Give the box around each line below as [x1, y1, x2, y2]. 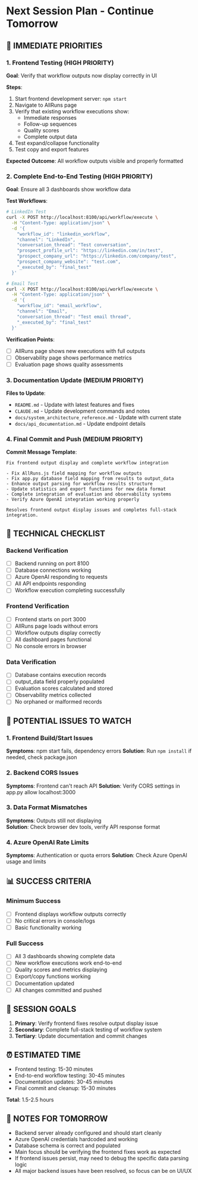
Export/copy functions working [14, 973, 91, 980]
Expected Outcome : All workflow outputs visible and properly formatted [6, 157, 183, 165]
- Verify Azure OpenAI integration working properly [6, 497, 140, 503]
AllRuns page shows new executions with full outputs [14, 347, 146, 354]
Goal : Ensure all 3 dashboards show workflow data [6, 186, 131, 193]
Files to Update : [6, 389, 46, 397]
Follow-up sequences [23, 120, 77, 128]
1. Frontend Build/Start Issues [6, 733, 93, 742]
